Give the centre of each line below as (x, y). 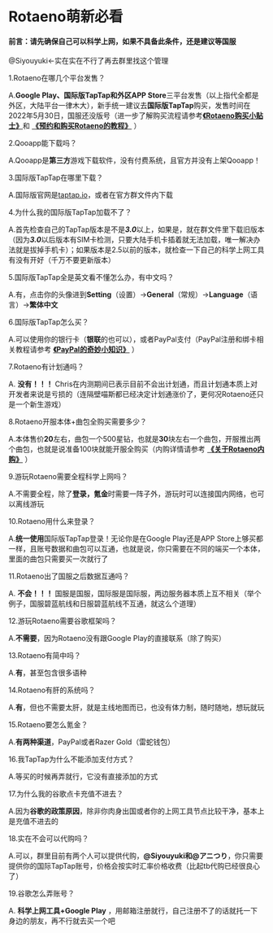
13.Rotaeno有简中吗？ (45, 656)
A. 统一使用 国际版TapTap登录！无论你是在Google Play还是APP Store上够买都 (136, 538)
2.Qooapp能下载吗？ (43, 143)
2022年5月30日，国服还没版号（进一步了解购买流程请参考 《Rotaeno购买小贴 (136, 116)
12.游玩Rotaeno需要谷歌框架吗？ (63, 621)
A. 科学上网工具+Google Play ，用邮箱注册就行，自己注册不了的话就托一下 (133, 911)
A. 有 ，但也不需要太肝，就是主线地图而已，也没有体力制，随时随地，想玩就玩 (136, 708)
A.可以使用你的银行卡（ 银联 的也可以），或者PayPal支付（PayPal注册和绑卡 (133, 339)
